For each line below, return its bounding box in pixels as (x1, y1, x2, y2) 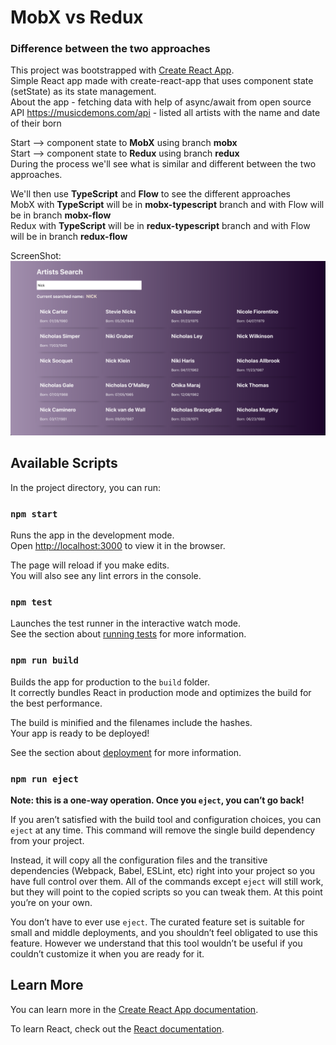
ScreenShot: (10, 250, 62, 262)
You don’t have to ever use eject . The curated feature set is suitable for (10, 916, 305, 928)
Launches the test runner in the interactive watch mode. (10, 617, 242, 630)
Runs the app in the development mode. (10, 529, 175, 541)
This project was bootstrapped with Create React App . (10, 64, 235, 76)
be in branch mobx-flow (10, 209, 112, 221)
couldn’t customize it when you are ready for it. (10, 948, 205, 960)
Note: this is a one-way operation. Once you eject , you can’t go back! (10, 794, 305, 806)
